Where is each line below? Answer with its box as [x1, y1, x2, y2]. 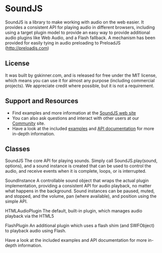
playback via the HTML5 [5, 213, 55, 219]
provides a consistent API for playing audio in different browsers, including [5, 24, 155, 30]
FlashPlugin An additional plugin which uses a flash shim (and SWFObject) [5, 223, 155, 229]
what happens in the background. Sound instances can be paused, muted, [5, 188, 155, 194]
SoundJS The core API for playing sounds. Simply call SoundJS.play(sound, [5, 158, 158, 164]
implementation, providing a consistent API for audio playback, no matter [5, 183, 152, 189]
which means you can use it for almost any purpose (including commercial [5, 77, 155, 83]
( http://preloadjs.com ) [5, 45, 49, 51]
